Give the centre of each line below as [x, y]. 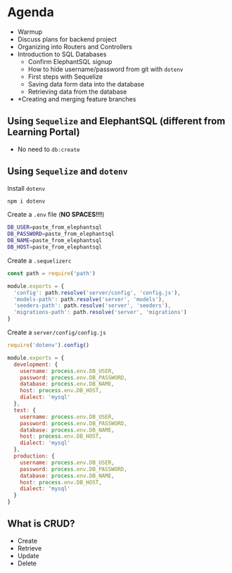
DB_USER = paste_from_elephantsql [54, 227]
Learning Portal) [44, 132]
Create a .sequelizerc [39, 260]
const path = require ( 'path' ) [52, 273]
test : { [25, 410]
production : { [34, 456]
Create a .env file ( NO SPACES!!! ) [56, 215]
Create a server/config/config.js [57, 332]
